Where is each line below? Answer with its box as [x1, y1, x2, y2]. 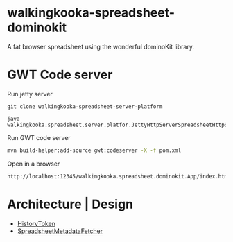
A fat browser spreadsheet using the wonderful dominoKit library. [7, 42, 194, 51]
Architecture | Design [7, 196, 134, 212]
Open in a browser [7, 159, 60, 168]
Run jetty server [7, 89, 53, 98]
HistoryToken [17, 219, 55, 227]
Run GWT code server [7, 133, 71, 141]
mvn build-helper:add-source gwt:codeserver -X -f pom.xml [7, 147, 182, 154]
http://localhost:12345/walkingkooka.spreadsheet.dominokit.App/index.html [7, 173, 231, 180]
